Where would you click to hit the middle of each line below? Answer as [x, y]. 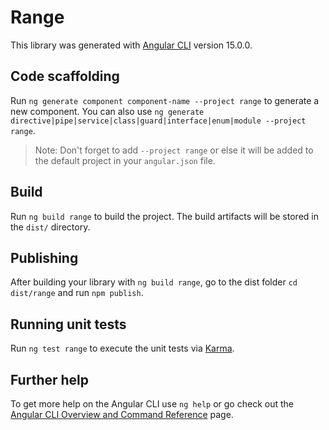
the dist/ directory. [50, 227]
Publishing [44, 257]
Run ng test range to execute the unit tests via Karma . [122, 348]
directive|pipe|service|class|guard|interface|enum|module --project [158, 121]
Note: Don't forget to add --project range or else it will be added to [174, 150]
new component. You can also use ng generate [107, 111]
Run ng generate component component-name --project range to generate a [165, 100]
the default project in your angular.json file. [125, 160]
